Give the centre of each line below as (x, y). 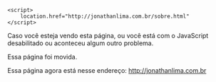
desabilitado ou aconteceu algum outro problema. (81, 43)
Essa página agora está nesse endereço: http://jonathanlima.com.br (107, 70)
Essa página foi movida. (42, 57)
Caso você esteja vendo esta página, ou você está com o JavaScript (108, 36)
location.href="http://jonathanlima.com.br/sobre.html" (105, 16)
